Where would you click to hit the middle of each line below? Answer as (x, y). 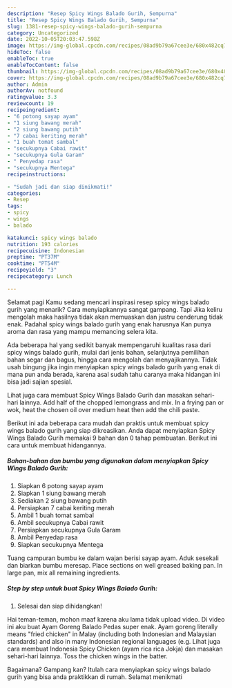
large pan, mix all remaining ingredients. (64, 573)
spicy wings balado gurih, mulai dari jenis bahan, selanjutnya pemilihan (108, 352)
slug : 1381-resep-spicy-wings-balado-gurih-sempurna (85, 26)
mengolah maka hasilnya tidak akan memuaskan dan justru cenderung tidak (115, 317)
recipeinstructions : (37, 174)
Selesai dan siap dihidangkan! (59, 606)
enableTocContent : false (43, 65)
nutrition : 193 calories (43, 244)
